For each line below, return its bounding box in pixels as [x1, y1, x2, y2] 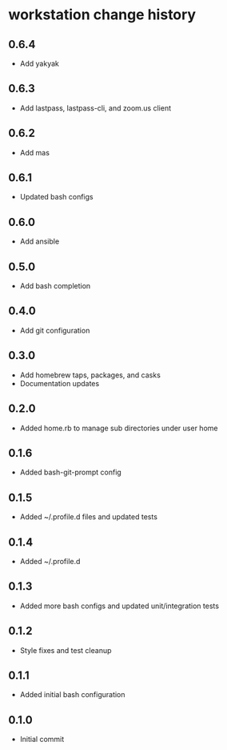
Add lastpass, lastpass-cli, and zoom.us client [19, 103, 172, 113]
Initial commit [19, 735, 65, 744]
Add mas [19, 147, 50, 157]
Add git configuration [19, 325, 90, 335]
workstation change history [8, 6, 197, 24]
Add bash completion [19, 281, 91, 291]
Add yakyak [19, 58, 60, 68]
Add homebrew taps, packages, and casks [19, 370, 161, 380]
